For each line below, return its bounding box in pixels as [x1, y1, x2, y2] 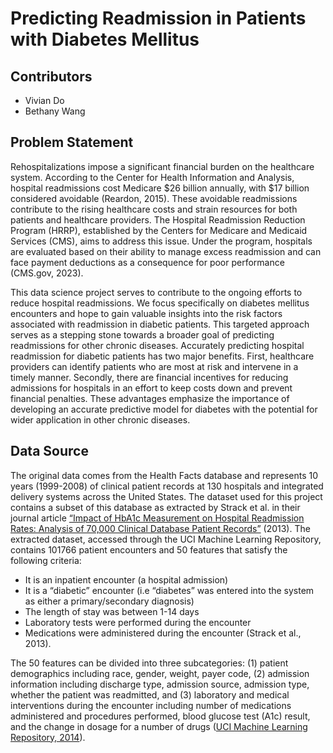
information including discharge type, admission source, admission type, [10, 678, 310, 690]
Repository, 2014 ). [10, 731, 86, 743]
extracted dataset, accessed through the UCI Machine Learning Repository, [10, 533, 322, 545]
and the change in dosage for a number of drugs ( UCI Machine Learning [10, 720, 308, 732]
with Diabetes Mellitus [10, 28, 200, 51]
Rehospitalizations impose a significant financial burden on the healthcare [10, 160, 315, 172]
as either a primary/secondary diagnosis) [24, 595, 195, 607]
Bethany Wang [24, 105, 86, 117]
